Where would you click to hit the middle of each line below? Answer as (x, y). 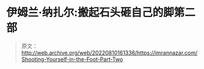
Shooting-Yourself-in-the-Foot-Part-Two (72, 59)
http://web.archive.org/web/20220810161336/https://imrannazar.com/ (109, 53)
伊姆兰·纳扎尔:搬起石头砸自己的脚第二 (101, 13)
